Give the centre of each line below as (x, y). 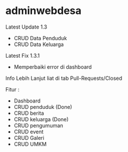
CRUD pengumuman (38, 125)
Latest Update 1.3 (26, 27)
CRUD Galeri (29, 137)
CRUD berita (29, 113)
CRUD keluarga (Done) (41, 119)
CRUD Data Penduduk (40, 38)
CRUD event (29, 132)
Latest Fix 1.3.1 (23, 55)
